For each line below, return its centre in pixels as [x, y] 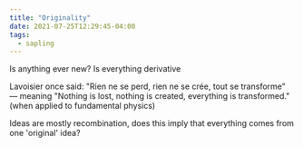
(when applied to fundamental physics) [83, 106]
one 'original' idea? [45, 133]
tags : [20, 34]
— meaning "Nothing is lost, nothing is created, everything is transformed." [150, 96]
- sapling [36, 43]
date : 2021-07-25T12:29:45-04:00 [73, 26]
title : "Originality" [50, 18]
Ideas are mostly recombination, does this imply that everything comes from [152, 123]
